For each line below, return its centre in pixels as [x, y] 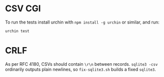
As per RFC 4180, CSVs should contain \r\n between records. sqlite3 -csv [82, 64]
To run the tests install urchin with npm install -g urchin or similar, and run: [82, 22]
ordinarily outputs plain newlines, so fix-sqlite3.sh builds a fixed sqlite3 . [81, 69]
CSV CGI [23, 9]
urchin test [17, 31]
